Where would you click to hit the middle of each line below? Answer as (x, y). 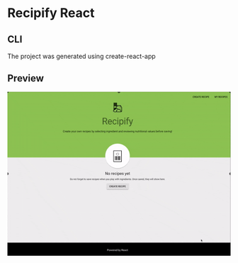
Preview (26, 78)
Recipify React (51, 13)
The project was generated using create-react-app (81, 56)
